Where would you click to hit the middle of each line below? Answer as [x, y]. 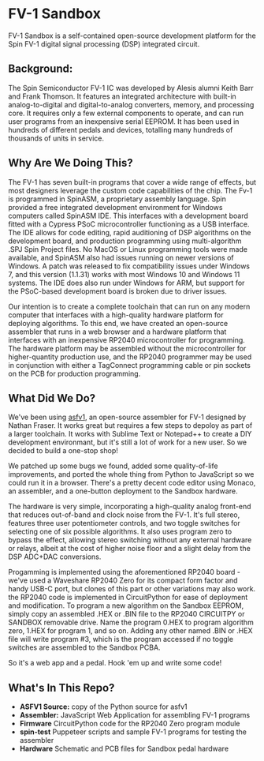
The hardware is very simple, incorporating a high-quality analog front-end [130, 507]
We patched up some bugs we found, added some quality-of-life [113, 466]
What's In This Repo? [61, 688]
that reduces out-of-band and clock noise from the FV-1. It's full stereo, [124, 515]
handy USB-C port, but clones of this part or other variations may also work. [132, 589]
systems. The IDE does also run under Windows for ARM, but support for [126, 283]
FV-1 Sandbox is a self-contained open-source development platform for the [132, 36]
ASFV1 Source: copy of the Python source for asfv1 [103, 707]
